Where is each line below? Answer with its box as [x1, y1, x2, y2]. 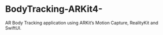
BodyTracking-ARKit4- [5, 3, 102, 15]
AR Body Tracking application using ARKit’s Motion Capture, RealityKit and [5, 20, 158, 26]
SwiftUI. [5, 25, 21, 31]
